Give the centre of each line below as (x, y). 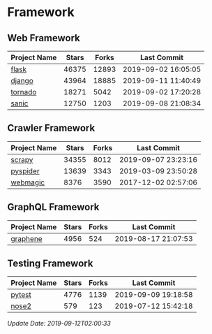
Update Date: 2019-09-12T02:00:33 (59, 324)
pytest (21, 295)
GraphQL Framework (53, 207)
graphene (27, 238)
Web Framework (44, 38)
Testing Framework (50, 264)
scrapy (22, 159)
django (22, 81)
